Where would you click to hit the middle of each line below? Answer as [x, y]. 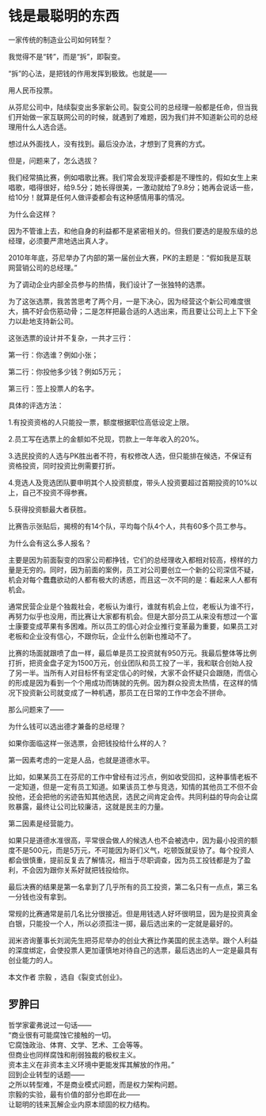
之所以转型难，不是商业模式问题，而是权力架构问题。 [95, 1084]
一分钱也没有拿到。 [40, 896]
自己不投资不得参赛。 [57, 492]
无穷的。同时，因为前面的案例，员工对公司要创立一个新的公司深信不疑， [140, 569]
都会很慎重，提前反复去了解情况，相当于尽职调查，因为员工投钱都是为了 [126, 860]
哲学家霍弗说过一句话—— [50, 1025]
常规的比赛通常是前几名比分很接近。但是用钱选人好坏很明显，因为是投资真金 [133, 913]
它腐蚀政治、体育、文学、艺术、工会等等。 [78, 1045]
